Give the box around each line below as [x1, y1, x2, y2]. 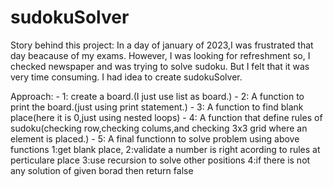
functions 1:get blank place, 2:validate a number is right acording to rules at [10, 143, 321, 155]
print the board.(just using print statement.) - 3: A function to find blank [10, 101, 304, 113]
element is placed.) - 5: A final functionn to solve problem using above [10, 132, 300, 145]
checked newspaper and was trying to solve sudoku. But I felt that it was [10, 60, 310, 72]
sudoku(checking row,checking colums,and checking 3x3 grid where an [10, 122, 308, 134]
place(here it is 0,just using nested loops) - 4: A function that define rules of [10, 111, 323, 123]
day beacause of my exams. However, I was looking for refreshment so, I [10, 49, 311, 61]
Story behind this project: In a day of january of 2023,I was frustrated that [10, 39, 314, 51]
